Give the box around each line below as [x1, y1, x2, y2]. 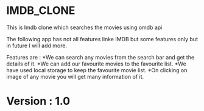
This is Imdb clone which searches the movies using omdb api [6, 24, 163, 31]
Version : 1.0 [6, 95, 71, 108]
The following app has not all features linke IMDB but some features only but [6, 35, 198, 42]
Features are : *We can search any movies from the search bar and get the [6, 53, 195, 61]
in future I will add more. [6, 42, 68, 49]
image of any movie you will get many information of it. [6, 73, 144, 80]
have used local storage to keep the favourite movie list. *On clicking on [6, 66, 188, 73]
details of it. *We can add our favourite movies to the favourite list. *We [6, 60, 187, 67]
